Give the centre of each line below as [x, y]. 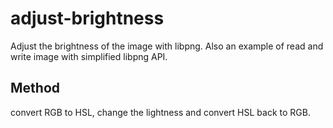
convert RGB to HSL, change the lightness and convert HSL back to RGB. [160, 112]
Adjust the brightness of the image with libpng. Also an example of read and [167, 46]
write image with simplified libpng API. [89, 56]
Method [35, 88]
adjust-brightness [87, 18]
